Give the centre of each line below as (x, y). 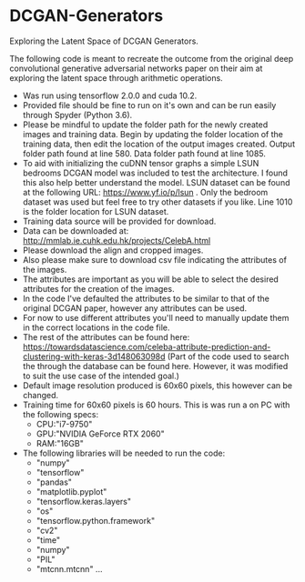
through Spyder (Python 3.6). (77, 115)
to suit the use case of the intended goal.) (101, 376)
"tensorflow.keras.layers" (84, 501)
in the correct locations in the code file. (96, 327)
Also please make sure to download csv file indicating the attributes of (154, 259)
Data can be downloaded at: (76, 231)
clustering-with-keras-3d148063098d (94, 356)
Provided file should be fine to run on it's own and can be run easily (149, 105)
